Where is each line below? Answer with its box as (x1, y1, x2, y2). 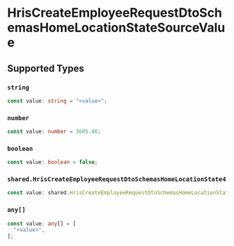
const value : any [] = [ (7, 220, 77, 227)
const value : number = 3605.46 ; (7, 128, 101, 136)
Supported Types (7, 62, 85, 74)
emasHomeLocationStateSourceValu (7, 20, 226, 36)
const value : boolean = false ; (7, 159, 98, 166)
